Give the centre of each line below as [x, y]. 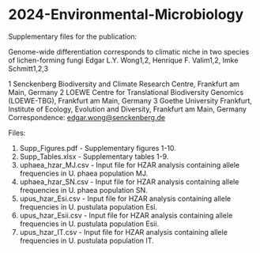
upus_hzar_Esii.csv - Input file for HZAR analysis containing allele [126, 215]
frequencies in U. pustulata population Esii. [89, 224]
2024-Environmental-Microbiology [126, 15]
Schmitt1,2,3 [28, 68]
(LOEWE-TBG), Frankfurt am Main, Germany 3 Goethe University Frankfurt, [130, 100]
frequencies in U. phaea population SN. [83, 190]
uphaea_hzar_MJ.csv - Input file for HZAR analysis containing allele [130, 164]
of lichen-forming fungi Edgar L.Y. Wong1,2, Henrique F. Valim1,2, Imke [123, 60]
